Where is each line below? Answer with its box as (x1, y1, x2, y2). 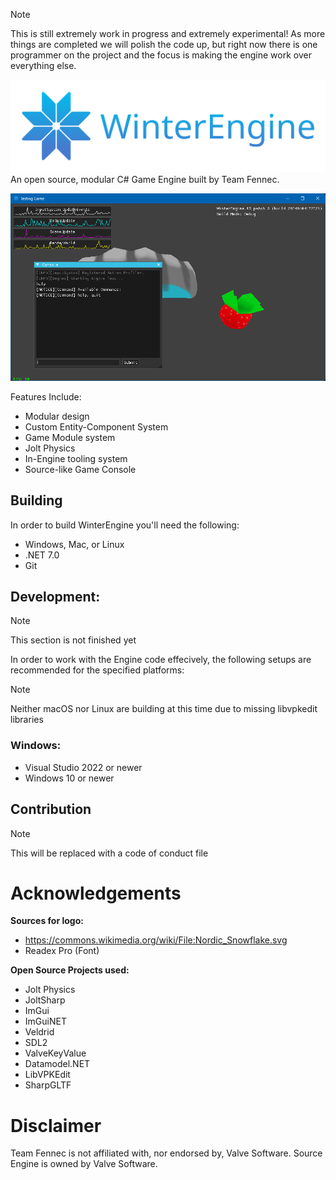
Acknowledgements (10, 882, 182, 904)
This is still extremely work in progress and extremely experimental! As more (10, 28, 326, 39)
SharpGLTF (24, 1079, 72, 1091)
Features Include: (10, 390, 82, 403)
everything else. (10, 60, 77, 71)
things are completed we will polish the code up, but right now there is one (10, 39, 318, 50)
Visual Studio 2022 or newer (24, 761, 143, 773)
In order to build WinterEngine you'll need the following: (10, 519, 240, 531)
